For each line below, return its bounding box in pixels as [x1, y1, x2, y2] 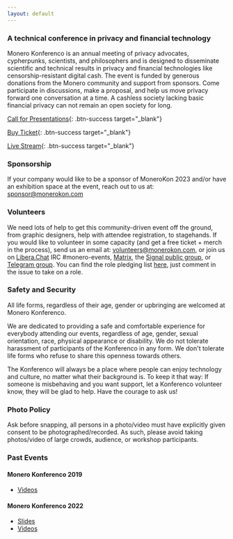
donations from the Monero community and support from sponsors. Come [7, 78, 220, 87]
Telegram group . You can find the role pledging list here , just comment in [7, 260, 216, 269]
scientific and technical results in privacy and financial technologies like [7, 64, 213, 72]
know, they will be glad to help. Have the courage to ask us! [7, 387, 178, 395]
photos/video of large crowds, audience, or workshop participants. [7, 436, 199, 444]
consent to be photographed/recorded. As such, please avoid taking [7, 428, 203, 436]
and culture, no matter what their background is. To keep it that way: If [7, 372, 209, 381]
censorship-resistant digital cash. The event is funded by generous [7, 71, 200, 80]
